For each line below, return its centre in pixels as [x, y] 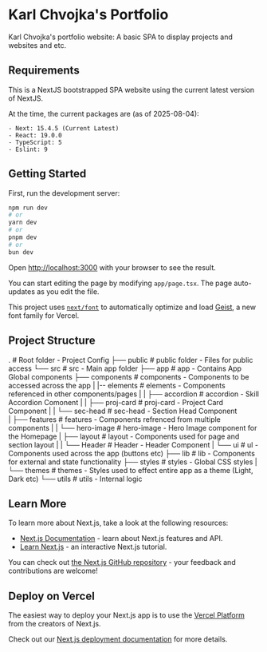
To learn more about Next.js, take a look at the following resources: [118, 523]
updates [22, 291]
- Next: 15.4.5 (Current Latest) [64, 128]
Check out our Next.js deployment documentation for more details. [118, 639]
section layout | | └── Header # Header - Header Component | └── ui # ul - [133, 444]
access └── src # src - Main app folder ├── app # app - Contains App [125, 368]
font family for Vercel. [44, 315]
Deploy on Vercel [52, 596]
